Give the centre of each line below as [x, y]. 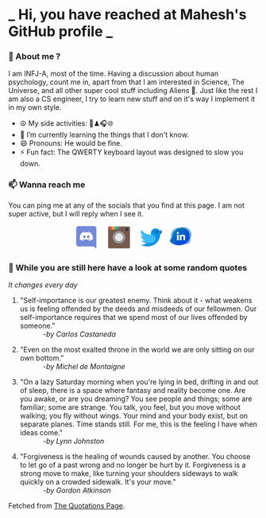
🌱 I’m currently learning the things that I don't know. [104, 135]
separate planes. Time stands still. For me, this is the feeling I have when [139, 424]
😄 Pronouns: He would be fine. [71, 143]
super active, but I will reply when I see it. [76, 213]
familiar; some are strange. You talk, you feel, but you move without [130, 407]
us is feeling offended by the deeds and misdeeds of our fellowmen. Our [138, 309]
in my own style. [35, 107]
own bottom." [42, 358]
